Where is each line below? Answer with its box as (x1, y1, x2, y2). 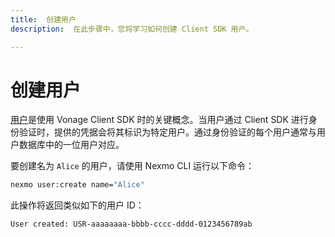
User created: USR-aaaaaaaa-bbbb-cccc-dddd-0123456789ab (10, 219, 253, 230)
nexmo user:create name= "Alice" (10, 180, 145, 190)
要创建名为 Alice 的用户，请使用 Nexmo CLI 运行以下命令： (10, 160, 255, 172)
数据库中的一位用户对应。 (18, 139, 125, 151)
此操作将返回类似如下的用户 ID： (10, 199, 145, 211)
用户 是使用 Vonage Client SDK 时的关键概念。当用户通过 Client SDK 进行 (10, 114, 309, 126)
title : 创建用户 (10, 14, 77, 25)
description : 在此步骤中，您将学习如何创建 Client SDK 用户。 (10, 24, 254, 34)
